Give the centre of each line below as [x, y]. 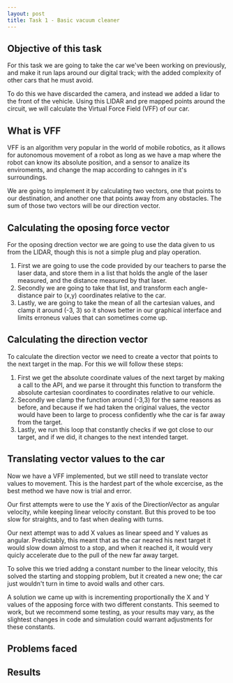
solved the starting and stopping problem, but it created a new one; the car [115, 576]
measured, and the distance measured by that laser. [92, 280]
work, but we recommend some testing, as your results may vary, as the [111, 612]
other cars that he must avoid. [50, 80]
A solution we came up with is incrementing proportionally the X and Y [108, 597]
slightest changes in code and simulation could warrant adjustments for [110, 619]
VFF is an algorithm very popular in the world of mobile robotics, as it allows [116, 148]
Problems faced [43, 648]
